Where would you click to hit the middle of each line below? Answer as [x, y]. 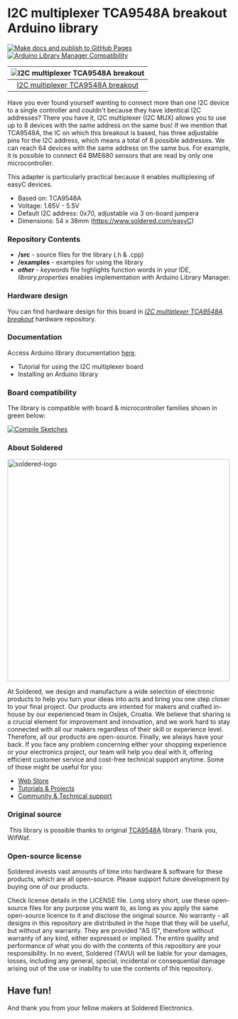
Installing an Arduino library [58, 374]
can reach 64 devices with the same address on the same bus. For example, [119, 148]
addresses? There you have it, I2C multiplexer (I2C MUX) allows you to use [117, 117]
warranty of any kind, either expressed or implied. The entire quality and [113, 938]
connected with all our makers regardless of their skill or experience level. [115, 730]
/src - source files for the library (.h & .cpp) [81, 255]
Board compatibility [42, 393]
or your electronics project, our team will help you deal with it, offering [110, 752]
